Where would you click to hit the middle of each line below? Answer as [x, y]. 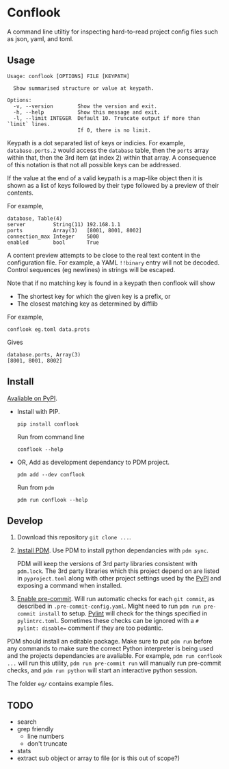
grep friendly [35, 729]
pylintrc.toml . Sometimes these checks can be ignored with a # [108, 621]
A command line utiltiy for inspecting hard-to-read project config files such [113, 32]
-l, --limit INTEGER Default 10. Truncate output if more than [107, 118]
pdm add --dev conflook [51, 474]
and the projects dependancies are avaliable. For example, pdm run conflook [114, 656]
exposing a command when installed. [69, 586]
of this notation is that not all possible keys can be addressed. [94, 164]
